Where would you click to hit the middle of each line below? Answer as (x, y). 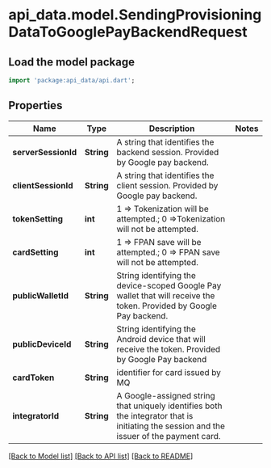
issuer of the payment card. (169, 436)
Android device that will (161, 339)
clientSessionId (43, 185)
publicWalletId (41, 295)
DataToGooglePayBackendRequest (128, 32)
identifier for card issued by (169, 372)
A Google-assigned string (166, 395)
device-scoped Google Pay (169, 285)
